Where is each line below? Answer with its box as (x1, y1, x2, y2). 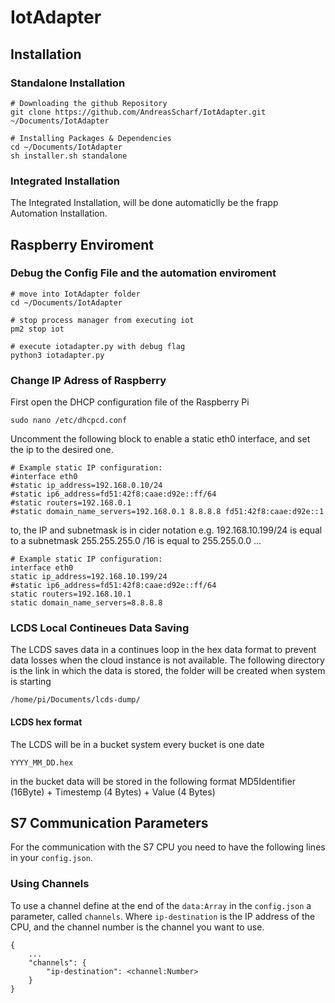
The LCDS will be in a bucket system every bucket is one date (10, 738, 265, 750)
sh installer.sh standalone (10, 151, 128, 161)
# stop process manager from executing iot (10, 315, 195, 325)
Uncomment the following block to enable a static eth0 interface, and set (10, 433, 311, 445)
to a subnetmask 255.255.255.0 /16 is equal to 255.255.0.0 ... (10, 535, 262, 547)
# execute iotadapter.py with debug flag (10, 341, 186, 351)
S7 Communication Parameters (10, 815, 209, 832)
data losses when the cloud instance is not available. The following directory (10, 654, 325, 666)
